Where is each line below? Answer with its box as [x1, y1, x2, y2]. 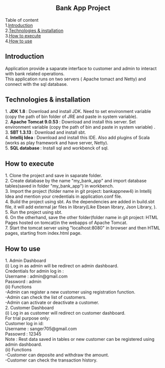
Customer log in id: [5, 321, 44, 327]
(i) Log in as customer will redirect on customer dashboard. [5, 310, 126, 316]
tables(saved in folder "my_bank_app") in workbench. [5, 183, 114, 189]
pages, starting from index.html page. [5, 230, 82, 236]
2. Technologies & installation [5, 27, 64, 34]
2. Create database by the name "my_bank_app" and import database [5, 178, 147, 184]
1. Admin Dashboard [5, 258, 46, 263]
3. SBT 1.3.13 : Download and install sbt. [5, 129, 86, 135]
